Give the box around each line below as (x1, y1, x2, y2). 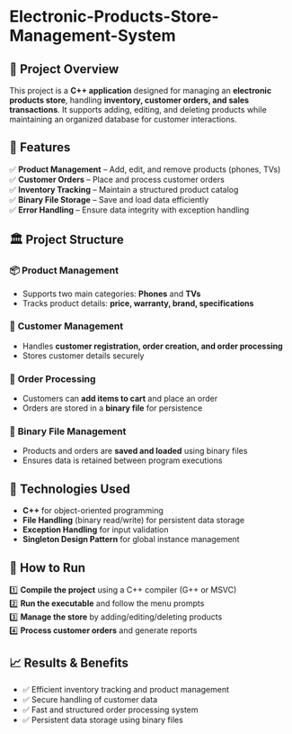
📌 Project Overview (9, 61, 119, 77)
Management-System (9, 25, 177, 46)
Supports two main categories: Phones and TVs (22, 288, 201, 299)
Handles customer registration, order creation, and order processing (22, 340, 283, 351)
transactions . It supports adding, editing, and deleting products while (9, 104, 267, 114)
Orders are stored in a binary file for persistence (22, 403, 203, 413)
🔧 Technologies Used (9, 481, 130, 496)
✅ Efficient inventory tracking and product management (22, 684, 230, 694)
